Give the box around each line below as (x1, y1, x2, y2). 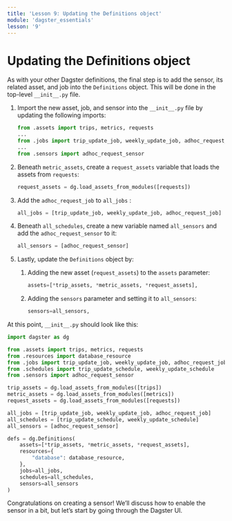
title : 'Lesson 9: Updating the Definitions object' (7, 10, 162, 17)
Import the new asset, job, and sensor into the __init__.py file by (17, 104, 203, 112)
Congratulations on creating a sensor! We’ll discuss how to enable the (7, 499, 206, 507)
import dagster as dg (7, 333, 70, 341)
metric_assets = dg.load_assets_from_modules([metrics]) (7, 391, 175, 398)
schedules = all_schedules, (19, 473, 95, 481)
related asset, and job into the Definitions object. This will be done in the (7, 83, 216, 91)
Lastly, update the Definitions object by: (17, 255, 134, 264)
